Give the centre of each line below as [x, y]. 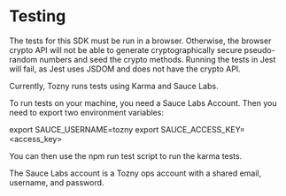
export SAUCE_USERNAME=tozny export [84, 129]
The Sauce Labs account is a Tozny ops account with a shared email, [135, 173]
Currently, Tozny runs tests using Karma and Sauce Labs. [114, 86]
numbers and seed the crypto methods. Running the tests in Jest [158, 59]
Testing [38, 16]
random [23, 59]
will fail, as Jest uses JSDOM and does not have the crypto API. [125, 69]
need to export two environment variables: [86, 112]
